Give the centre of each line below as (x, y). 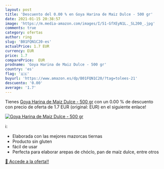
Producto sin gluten (32, 141)
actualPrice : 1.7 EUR (27, 46)
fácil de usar (25, 146)
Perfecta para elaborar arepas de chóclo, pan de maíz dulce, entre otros (85, 152)
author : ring (18, 37)
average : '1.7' (21, 87)
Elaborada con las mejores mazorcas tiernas (57, 136)
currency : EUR (20, 51)
